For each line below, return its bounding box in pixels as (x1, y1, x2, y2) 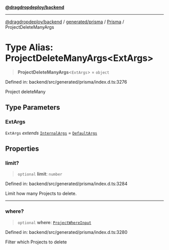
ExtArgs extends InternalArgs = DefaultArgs (5, 130, 98, 136)
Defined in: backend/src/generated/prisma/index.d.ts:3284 (5, 181, 128, 187)
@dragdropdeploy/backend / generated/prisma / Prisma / (5, 19, 124, 25)
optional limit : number (17, 171, 63, 177)
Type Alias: (5, 42, 54, 53)
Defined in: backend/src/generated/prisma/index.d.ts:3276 (5, 79, 127, 85)
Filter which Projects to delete (5, 239, 67, 245)
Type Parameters (5, 103, 60, 112)
